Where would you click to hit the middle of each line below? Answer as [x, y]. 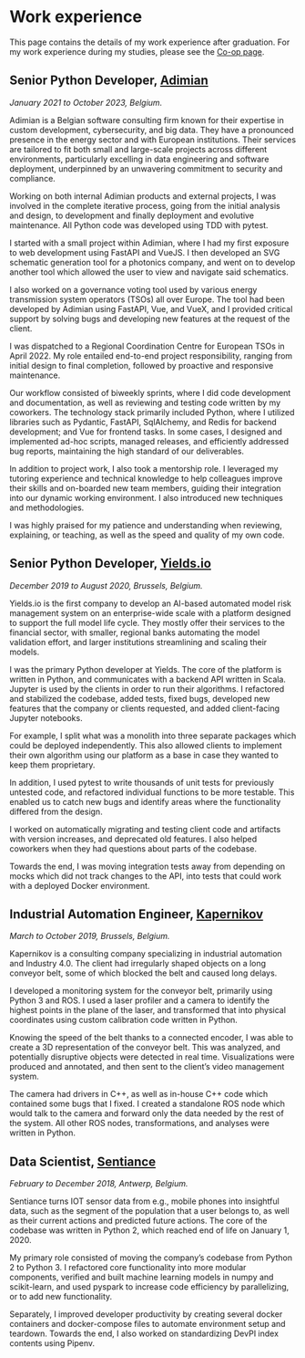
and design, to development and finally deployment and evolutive [132, 215]
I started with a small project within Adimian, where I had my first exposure [149, 243]
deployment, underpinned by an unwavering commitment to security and [146, 168]
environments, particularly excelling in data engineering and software [139, 159]
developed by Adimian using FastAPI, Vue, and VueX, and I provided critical [151, 308]
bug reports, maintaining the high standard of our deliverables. [127, 451]
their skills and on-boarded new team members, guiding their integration [145, 488]
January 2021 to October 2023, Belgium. [86, 102]
